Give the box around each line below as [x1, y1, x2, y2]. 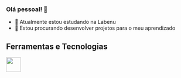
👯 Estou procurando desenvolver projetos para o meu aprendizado [14, 24, 176, 31]
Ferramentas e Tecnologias [6, 41, 108, 51]
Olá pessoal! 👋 [6, 5, 48, 13]
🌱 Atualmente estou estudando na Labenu [14, 19, 116, 26]
